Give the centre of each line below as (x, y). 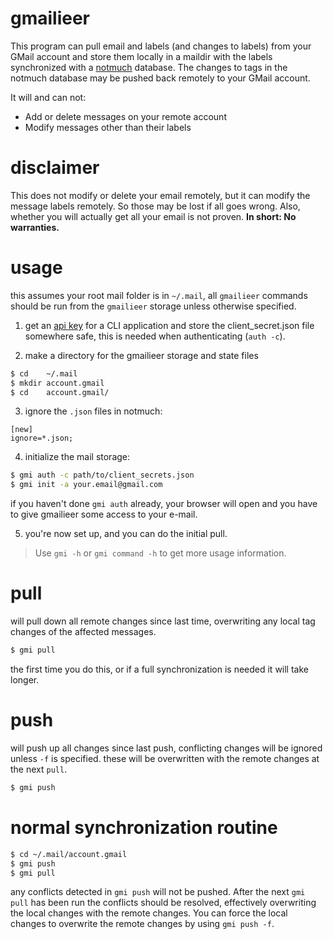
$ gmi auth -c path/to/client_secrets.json (102, 475)
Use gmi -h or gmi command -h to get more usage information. (160, 553)
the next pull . (39, 769)
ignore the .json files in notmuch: (93, 411)
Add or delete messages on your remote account (125, 116)
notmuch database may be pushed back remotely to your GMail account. (160, 78)
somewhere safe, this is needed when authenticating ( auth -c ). (155, 336)
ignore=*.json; (42, 438)
